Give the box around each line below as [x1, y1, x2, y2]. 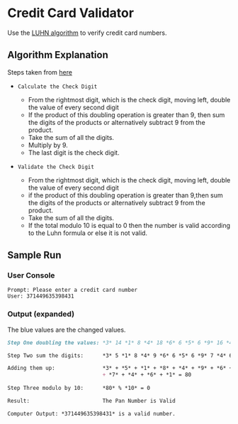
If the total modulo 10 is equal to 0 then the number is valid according [28, 221, 230, 229]
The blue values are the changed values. [7, 325, 126, 334]
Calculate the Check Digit [17, 83, 98, 90]
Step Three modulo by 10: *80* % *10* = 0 [7, 385, 151, 392]
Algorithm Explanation [7, 49, 108, 61]
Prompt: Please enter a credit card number [7, 286, 138, 294]
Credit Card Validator [7, 5, 135, 21]
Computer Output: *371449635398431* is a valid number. [7, 410, 176, 417]
